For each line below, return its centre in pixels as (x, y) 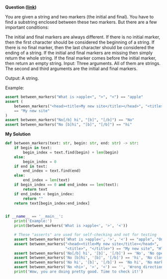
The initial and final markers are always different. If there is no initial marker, (83, 37)
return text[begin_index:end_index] (52, 203)
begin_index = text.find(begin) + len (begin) (71, 152)
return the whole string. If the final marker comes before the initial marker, (81, 58)
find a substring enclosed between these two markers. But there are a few (81, 22)
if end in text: (31, 166)
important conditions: (27, 27)
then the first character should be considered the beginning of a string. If (80, 42)
